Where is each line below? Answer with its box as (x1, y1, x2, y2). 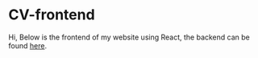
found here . (8, 40, 47, 50)
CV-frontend (8, 6, 95, 24)
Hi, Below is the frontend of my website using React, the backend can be (8, 32, 250, 42)
